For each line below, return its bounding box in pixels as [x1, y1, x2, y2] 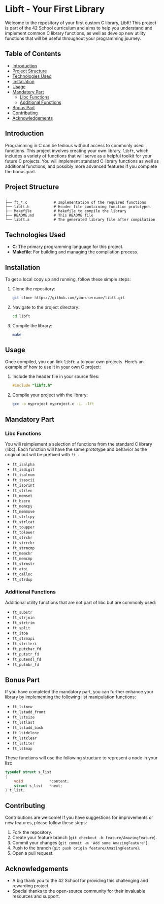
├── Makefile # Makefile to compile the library [5, 209, 127, 214]
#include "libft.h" [12, 383, 53, 388]
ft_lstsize [12, 715, 35, 719]
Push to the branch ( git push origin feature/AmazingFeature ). [12, 845, 140, 851]
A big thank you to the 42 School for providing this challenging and [12, 877, 148, 883]
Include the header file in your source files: [12, 374, 99, 379]
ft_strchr [12, 535, 33, 540]
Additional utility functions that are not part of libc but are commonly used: [5, 599, 156, 606]
